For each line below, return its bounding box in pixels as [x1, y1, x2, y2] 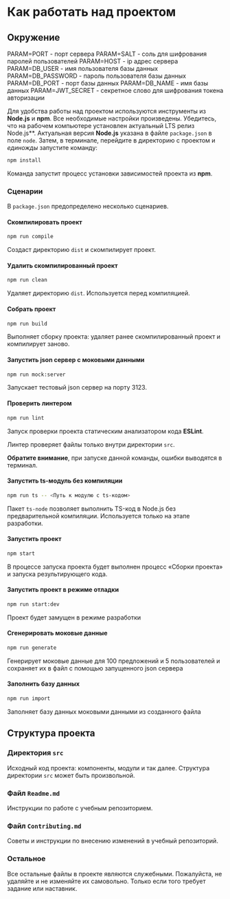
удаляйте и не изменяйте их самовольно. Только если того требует [7, 877, 206, 885]
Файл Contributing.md [7, 821, 82, 830]
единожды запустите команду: [7, 144, 98, 151]
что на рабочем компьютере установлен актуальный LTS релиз [7, 122, 195, 129]
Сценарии [7, 187, 43, 196]
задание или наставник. [7, 884, 78, 892]
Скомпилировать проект [7, 218, 82, 226]
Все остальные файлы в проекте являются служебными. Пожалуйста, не [7, 869, 222, 878]
